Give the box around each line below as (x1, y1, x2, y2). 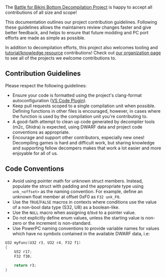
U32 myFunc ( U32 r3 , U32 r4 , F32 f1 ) (5, 240, 81, 245)
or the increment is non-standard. (22, 220, 92, 226)
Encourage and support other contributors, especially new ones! (12, 134, 145, 140)
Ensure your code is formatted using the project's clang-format (12, 92, 142, 98)
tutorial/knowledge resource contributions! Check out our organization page (5, 50, 161, 56)
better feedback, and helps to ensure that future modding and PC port (5, 30, 149, 35)
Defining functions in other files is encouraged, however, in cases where (12, 108, 161, 114)
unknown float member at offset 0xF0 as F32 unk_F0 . (12, 194, 121, 200)
